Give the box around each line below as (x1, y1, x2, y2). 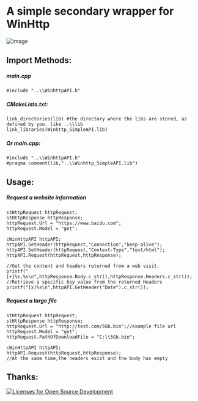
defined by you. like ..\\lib (6, 121, 84, 128)
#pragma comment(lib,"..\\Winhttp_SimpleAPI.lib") (6, 160, 138, 166)
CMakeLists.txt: (6, 100, 48, 108)
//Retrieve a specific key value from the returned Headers (6, 279, 163, 285)
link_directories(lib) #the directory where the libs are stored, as (6, 116, 188, 122)
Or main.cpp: (6, 139, 41, 147)
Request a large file (6, 297, 57, 304)
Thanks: (6, 372, 38, 382)
